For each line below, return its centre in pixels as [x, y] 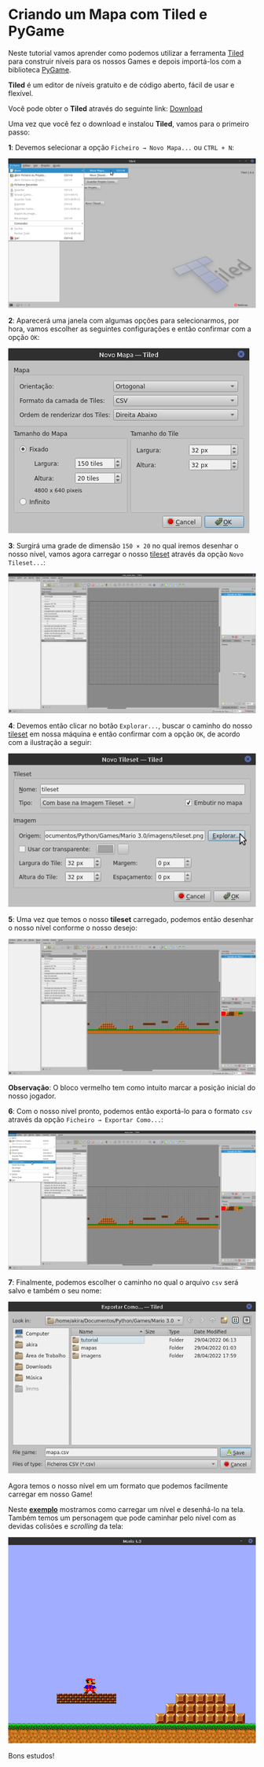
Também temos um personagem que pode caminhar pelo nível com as [122, 1518]
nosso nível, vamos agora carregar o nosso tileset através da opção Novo [126, 554]
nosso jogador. [32, 1096]
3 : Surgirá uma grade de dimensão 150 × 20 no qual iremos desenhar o [123, 546]
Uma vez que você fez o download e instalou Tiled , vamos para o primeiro [129, 124]
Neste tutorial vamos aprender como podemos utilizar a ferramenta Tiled [126, 53]
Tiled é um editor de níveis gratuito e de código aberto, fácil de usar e [121, 85]
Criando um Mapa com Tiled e [108, 15]
